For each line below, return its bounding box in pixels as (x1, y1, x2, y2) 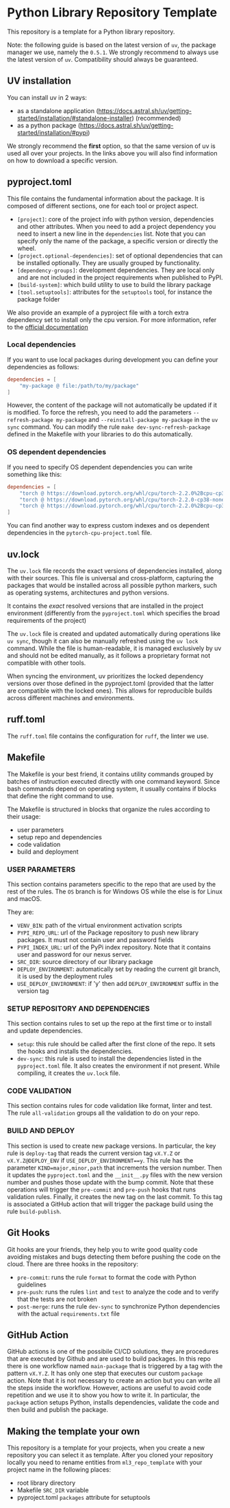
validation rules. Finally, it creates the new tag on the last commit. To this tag (7, 1192, 222, 1200)
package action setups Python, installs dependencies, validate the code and (7, 1398, 219, 1407)
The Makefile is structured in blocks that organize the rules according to (7, 805, 210, 813)
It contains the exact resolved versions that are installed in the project (7, 602, 204, 610)
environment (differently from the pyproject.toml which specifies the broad (7, 608, 220, 617)
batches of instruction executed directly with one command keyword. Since (7, 777, 220, 785)
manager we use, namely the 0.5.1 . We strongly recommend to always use (7, 48, 219, 56)
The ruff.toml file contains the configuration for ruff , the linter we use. (7, 732, 209, 740)
